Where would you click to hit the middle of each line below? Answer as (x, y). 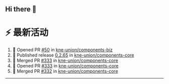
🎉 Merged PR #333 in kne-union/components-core (65, 60)
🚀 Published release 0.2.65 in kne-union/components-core (73, 55)
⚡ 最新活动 (27, 32)
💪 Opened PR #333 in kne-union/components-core (65, 66)
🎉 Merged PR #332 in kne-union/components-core (65, 71)
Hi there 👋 (21, 9)
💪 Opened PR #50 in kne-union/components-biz (63, 50)
